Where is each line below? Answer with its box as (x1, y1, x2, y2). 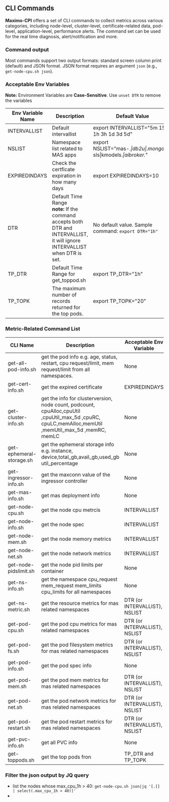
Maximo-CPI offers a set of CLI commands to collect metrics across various (5, 17, 163, 23)
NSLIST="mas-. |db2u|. (93, 145, 148, 152)
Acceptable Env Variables (5, 81, 69, 88)
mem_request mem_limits (41, 582, 102, 589)
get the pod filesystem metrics (41, 641, 113, 648)
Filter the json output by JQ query (5, 771, 89, 778)
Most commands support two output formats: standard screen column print (5, 57, 162, 64)
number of (52, 291, 77, 298)
